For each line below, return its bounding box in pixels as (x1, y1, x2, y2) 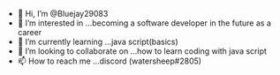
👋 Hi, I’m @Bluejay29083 (17, 9, 109, 19)
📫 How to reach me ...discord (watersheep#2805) (17, 56, 201, 66)
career (17, 27, 42, 37)
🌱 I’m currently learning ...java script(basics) (17, 36, 178, 47)
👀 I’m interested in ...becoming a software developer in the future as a (17, 18, 272, 28)
